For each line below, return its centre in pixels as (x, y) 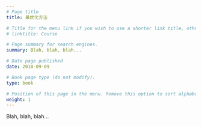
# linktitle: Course (32, 34)
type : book (20, 83)
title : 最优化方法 (27, 17)
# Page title (23, 12)
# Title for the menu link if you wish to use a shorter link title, (95, 28)
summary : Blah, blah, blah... (44, 50)
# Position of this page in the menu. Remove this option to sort (91, 94)
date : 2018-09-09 (28, 67)
